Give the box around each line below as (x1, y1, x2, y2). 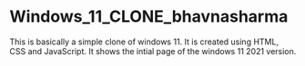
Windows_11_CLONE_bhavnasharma (9, 6, 289, 27)
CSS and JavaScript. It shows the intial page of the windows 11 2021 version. (9, 45, 297, 56)
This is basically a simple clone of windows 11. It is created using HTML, (9, 36, 280, 47)
